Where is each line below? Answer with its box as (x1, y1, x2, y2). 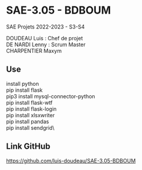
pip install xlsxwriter (6, 111, 55, 118)
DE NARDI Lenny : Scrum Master (6, 41, 86, 48)
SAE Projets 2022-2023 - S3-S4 (6, 23, 85, 30)
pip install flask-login (6, 105, 57, 113)
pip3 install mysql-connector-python (6, 92, 96, 100)
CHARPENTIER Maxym (6, 47, 62, 54)
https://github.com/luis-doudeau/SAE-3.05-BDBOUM (6, 157, 136, 164)
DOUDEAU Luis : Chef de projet (6, 34, 83, 41)
